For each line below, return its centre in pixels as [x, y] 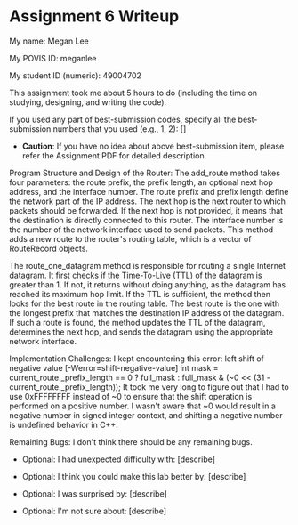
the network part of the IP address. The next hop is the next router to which [148, 201]
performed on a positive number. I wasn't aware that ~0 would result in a [142, 406]
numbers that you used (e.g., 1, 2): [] [120, 129]
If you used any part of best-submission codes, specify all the [123, 119]
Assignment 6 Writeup [94, 16]
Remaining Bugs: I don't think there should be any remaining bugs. [131, 441]
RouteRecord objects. [49, 248]
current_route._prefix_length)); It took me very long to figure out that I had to [149, 387]
